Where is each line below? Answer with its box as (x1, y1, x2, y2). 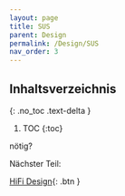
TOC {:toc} (22, 122, 63, 133)
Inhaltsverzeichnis (9, 81, 117, 97)
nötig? (9, 140, 34, 151)
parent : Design (9, 30, 67, 39)
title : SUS (9, 22, 51, 31)
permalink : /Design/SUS (9, 38, 100, 48)
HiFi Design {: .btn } (9, 175, 81, 187)
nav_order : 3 (9, 47, 59, 57)
